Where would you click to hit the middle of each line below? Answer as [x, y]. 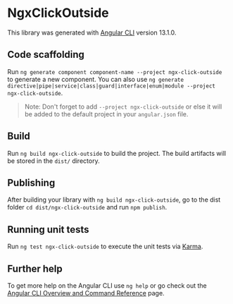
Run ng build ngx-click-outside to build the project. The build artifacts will [117, 153]
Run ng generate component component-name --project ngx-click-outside [115, 71]
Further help [35, 268]
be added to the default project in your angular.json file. [106, 114]
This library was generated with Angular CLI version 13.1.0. [92, 32]
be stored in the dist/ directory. [53, 161]
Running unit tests [48, 230]
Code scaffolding [46, 55]
